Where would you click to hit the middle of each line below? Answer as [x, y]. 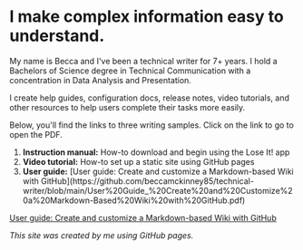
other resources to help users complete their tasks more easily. [127, 107]
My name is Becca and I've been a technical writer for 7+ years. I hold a [144, 61]
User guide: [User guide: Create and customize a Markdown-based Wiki [158, 171]
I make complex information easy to [147, 17]
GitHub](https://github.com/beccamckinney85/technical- [147, 181]
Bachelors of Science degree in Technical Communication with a [130, 71]
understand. [57, 36]
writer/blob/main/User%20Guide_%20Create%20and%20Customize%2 [157, 190]
